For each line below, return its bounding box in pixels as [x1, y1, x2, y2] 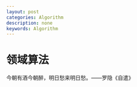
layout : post [6, 8, 39, 15]
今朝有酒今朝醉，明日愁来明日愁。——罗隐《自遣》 [6, 74, 134, 82]
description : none [6, 20, 53, 26]
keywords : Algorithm [6, 25, 59, 32]
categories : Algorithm [6, 14, 64, 20]
